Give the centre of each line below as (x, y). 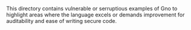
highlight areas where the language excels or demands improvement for (95, 15)
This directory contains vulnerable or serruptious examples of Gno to (92, 9)
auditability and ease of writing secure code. (61, 21)
